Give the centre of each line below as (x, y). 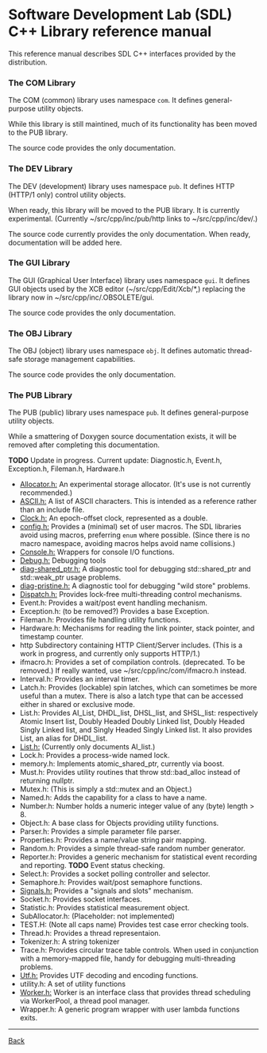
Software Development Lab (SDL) (120, 15)
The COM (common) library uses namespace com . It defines (106, 100)
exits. (29, 1018)
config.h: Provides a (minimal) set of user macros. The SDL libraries (130, 527)
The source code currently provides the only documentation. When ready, (130, 234)
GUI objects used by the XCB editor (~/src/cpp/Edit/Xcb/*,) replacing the (127, 289)
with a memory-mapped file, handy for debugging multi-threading (128, 959)
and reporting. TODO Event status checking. (92, 866)
